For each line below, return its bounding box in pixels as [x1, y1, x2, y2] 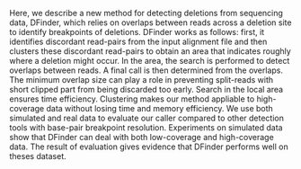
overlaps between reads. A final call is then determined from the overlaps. [9, 65, 284, 76]
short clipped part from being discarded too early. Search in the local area [9, 84, 284, 94]
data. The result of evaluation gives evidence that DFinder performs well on [9, 141, 289, 152]
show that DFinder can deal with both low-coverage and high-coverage [9, 132, 274, 142]
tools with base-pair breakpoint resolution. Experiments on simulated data [9, 122, 283, 133]
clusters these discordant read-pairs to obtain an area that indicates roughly [9, 46, 292, 57]
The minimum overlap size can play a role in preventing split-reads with [9, 75, 274, 84]
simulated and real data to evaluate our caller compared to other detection [9, 112, 285, 123]
